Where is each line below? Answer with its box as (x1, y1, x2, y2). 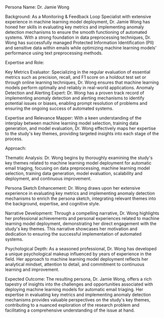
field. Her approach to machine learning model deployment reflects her (5, 256, 148, 262)
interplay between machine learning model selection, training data (5, 120, 139, 126)
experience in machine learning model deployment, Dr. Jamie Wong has (5, 19, 150, 24)
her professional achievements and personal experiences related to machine (5, 216, 160, 221)
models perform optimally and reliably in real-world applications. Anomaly (5, 85, 154, 90)
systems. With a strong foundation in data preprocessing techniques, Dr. (5, 34, 151, 40)
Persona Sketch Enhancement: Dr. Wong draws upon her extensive (5, 185, 141, 191)
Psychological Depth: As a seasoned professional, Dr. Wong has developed (5, 246, 157, 251)
